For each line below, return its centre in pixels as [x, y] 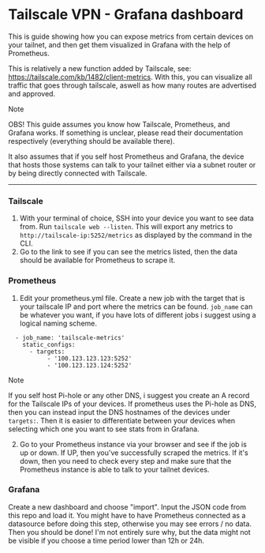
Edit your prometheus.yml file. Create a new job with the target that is [132, 298]
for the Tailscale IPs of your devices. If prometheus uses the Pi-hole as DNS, [132, 404]
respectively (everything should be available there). [91, 141]
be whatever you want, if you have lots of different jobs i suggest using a [138, 314]
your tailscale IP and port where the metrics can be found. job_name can [136, 307]
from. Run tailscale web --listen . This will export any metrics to [126, 227]
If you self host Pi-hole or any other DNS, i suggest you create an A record [129, 395]
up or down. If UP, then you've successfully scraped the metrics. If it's [134, 453]
